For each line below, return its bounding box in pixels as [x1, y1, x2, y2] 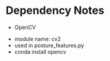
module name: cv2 [14, 35, 61, 42]
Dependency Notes [5, 4, 105, 18]
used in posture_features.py [14, 42, 85, 49]
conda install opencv [14, 48, 67, 55]
